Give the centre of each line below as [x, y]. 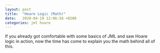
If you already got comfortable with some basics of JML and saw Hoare [76, 36]
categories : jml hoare [28, 23]
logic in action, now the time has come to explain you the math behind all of [80, 42]
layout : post [18, 9]
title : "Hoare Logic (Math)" [36, 14]
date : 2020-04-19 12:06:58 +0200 [41, 18]
